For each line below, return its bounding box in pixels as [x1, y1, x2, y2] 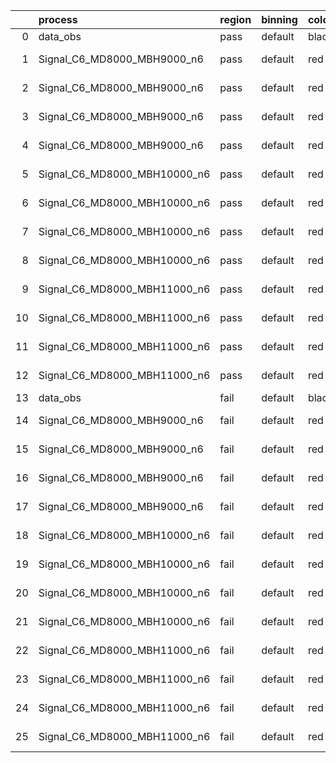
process [38, 13, 78, 26]
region [219, 13, 252, 26]
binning [261, 13, 298, 26]
